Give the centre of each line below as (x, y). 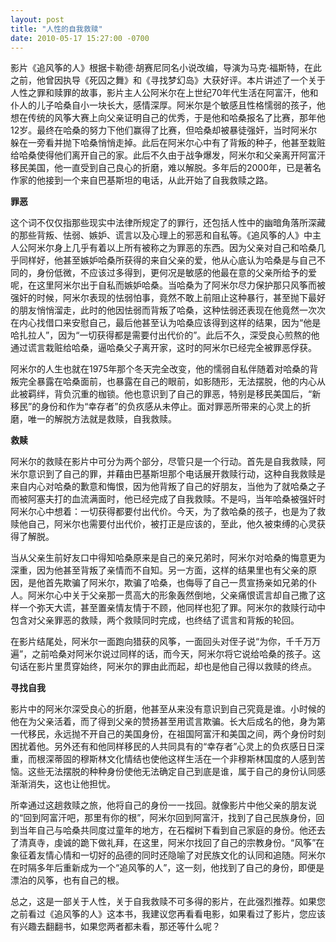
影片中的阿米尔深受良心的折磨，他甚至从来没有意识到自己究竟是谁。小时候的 (168, 709)
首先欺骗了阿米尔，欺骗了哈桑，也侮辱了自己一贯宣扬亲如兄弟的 (176, 583)
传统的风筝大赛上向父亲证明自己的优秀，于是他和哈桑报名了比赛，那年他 (176, 118)
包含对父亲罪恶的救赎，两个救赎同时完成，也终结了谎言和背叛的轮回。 (155, 620)
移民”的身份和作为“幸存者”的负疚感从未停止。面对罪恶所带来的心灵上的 (156, 407)
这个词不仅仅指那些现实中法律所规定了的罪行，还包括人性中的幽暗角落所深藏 (168, 223)
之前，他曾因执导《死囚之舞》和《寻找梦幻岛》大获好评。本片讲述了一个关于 (168, 80)
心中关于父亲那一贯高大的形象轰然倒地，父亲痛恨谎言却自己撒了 (185, 595)
